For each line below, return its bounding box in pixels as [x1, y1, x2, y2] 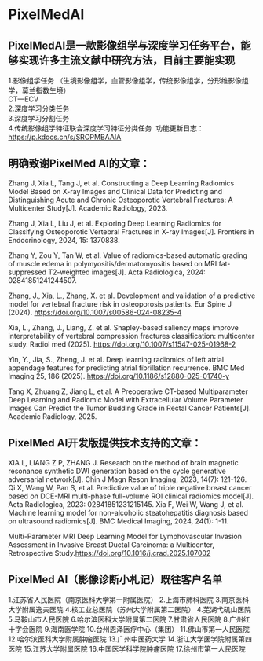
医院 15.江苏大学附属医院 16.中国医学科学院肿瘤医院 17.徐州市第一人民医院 [8, 644, 246, 654]
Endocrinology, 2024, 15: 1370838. [8, 235, 120, 244]
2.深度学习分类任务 [8, 104, 70, 113]
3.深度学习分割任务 [8, 114, 70, 123]
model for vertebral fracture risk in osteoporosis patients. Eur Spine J [8, 299, 232, 308]
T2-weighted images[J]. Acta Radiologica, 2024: [48, 267, 206, 277]
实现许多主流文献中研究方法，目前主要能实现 [18, 53, 236, 67]
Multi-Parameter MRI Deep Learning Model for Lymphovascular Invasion [8, 531, 242, 541]
